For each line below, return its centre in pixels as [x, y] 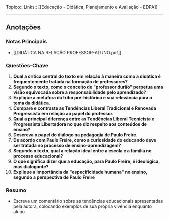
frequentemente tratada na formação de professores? [70, 81]
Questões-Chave [27, 65]
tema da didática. [32, 103]
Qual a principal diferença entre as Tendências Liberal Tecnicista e [84, 119]
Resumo [16, 190]
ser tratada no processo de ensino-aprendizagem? [67, 145]
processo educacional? [38, 156]
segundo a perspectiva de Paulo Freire [54, 177]
